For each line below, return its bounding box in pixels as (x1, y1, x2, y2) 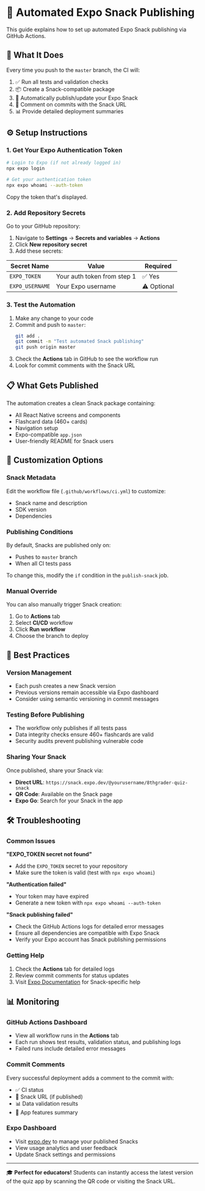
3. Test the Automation (6, 301, 76, 309)
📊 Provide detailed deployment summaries (15, 107, 124, 115)
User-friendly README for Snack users (15, 437, 114, 444)
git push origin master (15, 344, 76, 351)
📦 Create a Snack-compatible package (15, 85, 115, 92)
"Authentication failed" (6, 881, 67, 888)
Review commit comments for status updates (15, 971, 129, 979)
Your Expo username (56, 282, 116, 291)
